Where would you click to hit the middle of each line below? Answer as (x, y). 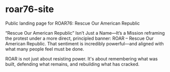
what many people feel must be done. (45, 49)
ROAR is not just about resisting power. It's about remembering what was (82, 58)
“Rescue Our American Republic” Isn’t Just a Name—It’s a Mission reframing (85, 33)
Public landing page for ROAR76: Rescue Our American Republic (73, 23)
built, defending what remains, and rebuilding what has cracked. (72, 64)
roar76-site (30, 9)
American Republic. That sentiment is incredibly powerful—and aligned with (84, 43)
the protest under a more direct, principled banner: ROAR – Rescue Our (79, 38)
